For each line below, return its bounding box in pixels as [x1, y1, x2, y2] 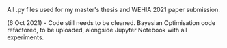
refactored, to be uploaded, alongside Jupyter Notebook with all [7, 26, 188, 34]
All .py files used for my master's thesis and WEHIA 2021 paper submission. [7, 6, 221, 14]
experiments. [7, 33, 44, 41]
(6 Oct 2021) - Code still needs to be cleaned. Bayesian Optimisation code [7, 19, 216, 26]
